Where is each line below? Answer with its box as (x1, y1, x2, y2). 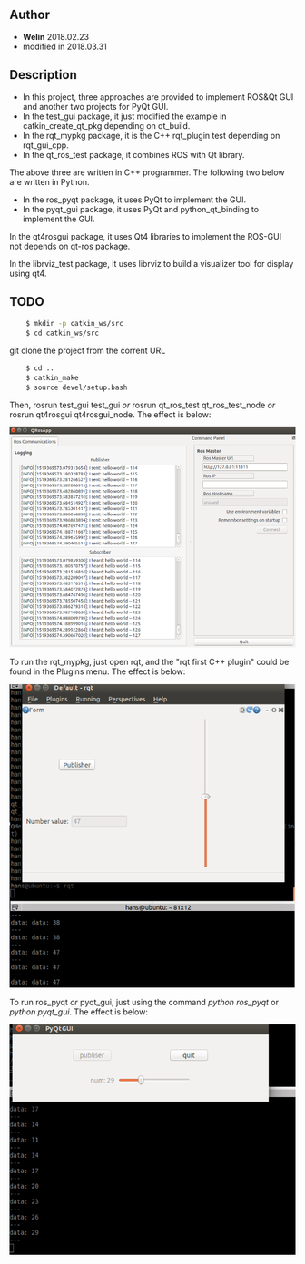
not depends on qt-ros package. (9, 240, 131, 251)
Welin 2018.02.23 (22, 31, 89, 42)
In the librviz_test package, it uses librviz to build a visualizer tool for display (9, 258, 294, 269)
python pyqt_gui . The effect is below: (9, 1006, 148, 1017)
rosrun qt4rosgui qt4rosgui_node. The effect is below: (9, 408, 212, 420)
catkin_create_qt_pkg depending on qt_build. (22, 120, 191, 131)
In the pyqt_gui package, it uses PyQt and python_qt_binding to (22, 203, 260, 214)
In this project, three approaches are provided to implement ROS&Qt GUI (22, 91, 294, 103)
